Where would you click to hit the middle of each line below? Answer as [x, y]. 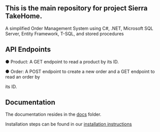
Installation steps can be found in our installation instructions [69, 124]
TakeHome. [24, 16]
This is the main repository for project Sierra [76, 8]
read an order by [23, 77]
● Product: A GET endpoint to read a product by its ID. [62, 61]
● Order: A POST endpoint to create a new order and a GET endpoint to [80, 71]
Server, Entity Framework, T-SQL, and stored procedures [65, 34]
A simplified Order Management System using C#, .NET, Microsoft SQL [79, 28]
